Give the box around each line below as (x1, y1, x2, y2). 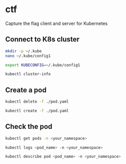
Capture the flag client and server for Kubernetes (5, 20, 108, 26)
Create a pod (5, 85, 47, 94)
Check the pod (5, 122, 53, 131)
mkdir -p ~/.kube (5, 48, 42, 54)
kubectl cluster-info (5, 72, 51, 77)
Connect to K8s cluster (5, 35, 80, 44)
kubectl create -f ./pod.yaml (5, 108, 69, 113)
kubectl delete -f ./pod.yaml (5, 99, 69, 105)
